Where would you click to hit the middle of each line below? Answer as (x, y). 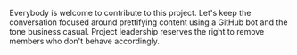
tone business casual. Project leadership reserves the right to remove (137, 31)
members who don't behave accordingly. (85, 41)
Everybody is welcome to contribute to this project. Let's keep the (130, 13)
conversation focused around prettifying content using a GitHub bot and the (148, 22)
